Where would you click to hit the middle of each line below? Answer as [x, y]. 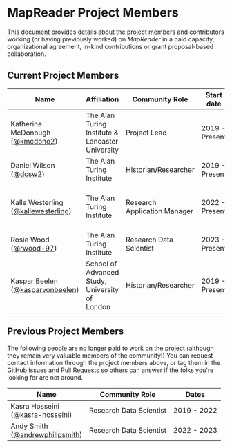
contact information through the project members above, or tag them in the [114, 362]
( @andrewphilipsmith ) [47, 434]
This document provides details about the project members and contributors [116, 32]
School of [101, 264]
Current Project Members [63, 76]
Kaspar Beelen [35, 281]
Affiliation [103, 99]
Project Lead [146, 133]
